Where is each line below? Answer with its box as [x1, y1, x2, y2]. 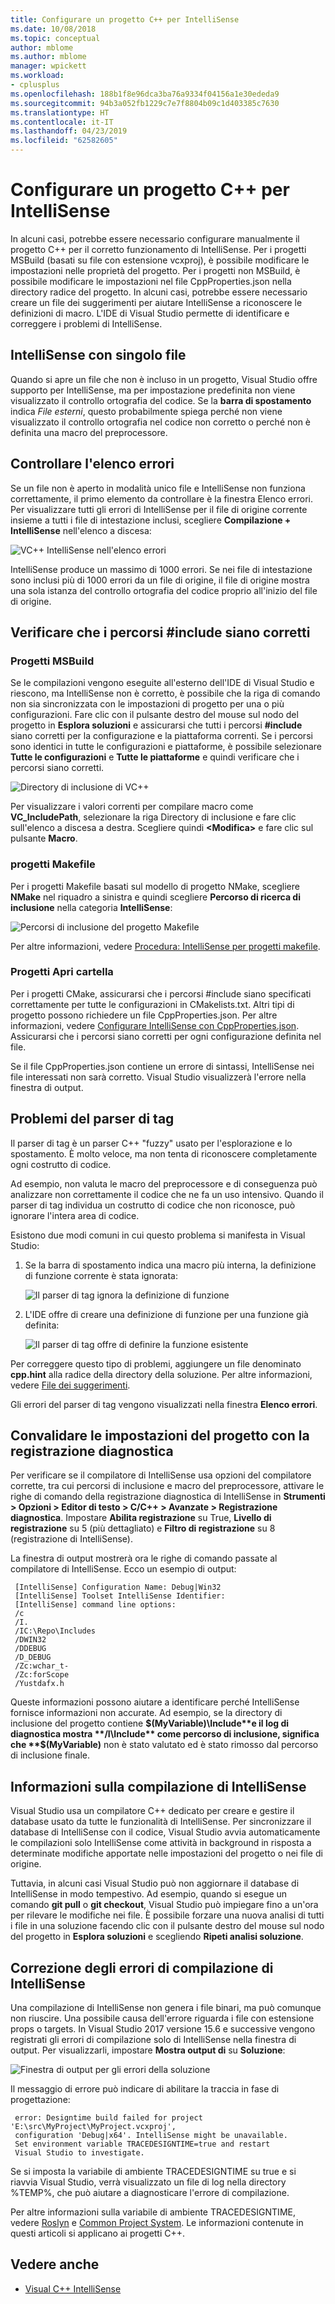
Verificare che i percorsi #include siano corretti [10, 624, 311, 641]
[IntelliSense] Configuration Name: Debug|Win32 [14, 1582, 222, 1593]
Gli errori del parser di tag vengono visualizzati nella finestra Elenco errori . [10, 1398, 318, 1410]
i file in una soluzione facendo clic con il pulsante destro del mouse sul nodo [10, 1920, 325, 1932]
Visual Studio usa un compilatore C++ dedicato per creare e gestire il [10, 1805, 295, 1817]
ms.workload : [10, 71, 65, 81]
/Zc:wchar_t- [14, 1661, 70, 1671]
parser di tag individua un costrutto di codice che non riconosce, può [10, 1199, 296, 1211]
